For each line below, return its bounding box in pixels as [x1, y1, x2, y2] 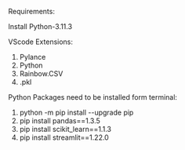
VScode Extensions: [8, 37, 73, 46]
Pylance [19, 53, 46, 61]
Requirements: [8, 7, 55, 16]
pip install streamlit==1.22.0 [19, 133, 110, 142]
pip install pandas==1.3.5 [19, 116, 100, 125]
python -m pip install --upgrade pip [19, 108, 134, 117]
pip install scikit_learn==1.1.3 [19, 125, 112, 134]
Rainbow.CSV [19, 69, 63, 78]
